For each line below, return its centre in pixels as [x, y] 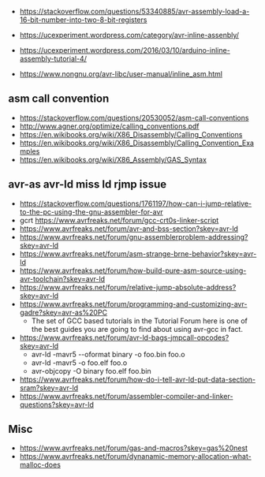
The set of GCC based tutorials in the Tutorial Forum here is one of [140, 320]
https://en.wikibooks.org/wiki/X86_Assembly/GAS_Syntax [113, 159]
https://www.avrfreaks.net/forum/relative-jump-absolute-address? [128, 287]
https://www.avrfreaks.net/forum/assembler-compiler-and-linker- [126, 396]
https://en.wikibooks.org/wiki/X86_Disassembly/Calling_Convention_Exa [137, 143]
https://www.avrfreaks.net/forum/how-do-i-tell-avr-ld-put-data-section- [138, 379]
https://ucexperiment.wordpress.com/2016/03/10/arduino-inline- [125, 50]
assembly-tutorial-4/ [53, 59]
